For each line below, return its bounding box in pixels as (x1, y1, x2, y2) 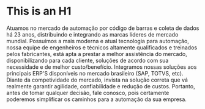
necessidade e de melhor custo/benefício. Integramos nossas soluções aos (6, 63, 197, 71)
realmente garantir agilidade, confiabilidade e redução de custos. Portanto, (6, 82, 195, 90)
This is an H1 (6, 4, 72, 18)
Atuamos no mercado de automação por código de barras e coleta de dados (6, 24, 199, 32)
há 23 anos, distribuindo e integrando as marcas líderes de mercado (6, 30, 179, 38)
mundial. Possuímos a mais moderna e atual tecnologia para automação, (6, 37, 190, 44)
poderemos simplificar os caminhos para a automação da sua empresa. (6, 96, 187, 103)
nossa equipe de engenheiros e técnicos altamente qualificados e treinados (6, 44, 198, 51)
